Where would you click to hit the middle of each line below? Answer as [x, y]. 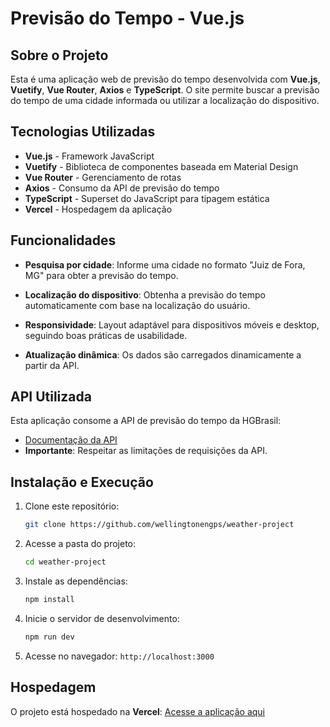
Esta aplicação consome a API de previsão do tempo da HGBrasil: [146, 421]
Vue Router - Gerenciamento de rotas [103, 177]
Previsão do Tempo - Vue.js [127, 18]
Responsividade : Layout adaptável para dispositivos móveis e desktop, [172, 324]
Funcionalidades [63, 240]
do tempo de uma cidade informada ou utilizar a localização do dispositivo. [165, 100]
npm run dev [49, 637]
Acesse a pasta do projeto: [80, 544]
